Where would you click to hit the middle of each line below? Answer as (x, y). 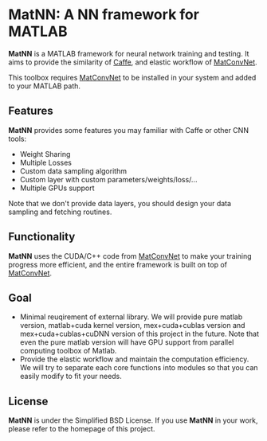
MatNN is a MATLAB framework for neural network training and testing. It (129, 53)
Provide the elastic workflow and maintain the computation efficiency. (134, 359)
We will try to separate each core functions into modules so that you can (139, 368)
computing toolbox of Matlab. (68, 351)
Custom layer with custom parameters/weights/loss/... (108, 179)
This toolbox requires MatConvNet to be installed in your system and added (132, 77)
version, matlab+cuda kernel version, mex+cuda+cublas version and (132, 326)
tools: (18, 139)
